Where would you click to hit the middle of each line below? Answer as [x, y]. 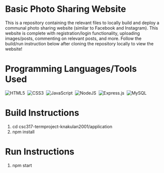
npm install [23, 132]
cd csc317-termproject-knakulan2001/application [62, 126]
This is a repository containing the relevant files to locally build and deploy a [82, 23]
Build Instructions [42, 113]
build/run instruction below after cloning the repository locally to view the [79, 43]
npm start [22, 165]
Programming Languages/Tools [71, 69]
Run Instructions [40, 152]
